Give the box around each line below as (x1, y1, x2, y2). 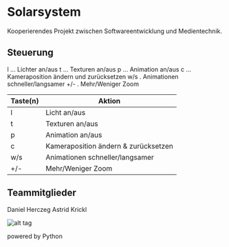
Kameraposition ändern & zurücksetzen (45, 141, 173, 151)
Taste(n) (10, 96, 39, 105)
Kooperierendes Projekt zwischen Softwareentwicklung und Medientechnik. (7, 27, 222, 35)
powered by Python (7, 232, 63, 240)
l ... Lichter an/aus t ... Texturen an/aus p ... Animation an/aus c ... (7, 65, 191, 73)
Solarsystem (7, 4, 81, 20)
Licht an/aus (45, 107, 86, 117)
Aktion (98, 96, 121, 105)
